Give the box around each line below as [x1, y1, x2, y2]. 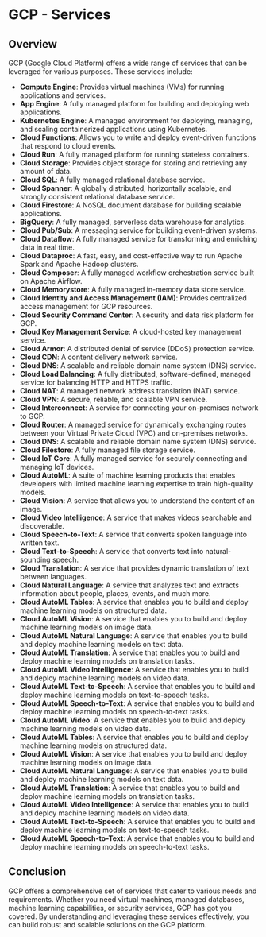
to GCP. [19, 412, 45, 420]
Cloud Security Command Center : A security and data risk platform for [19, 310, 254, 319]
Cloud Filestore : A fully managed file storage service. [19, 445, 196, 455]
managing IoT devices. [19, 463, 94, 471]
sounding [19, 555, 51, 564]
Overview [8, 37, 58, 51]
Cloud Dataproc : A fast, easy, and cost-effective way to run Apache [19, 251, 243, 260]
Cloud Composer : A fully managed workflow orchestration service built [19, 268, 254, 277]
